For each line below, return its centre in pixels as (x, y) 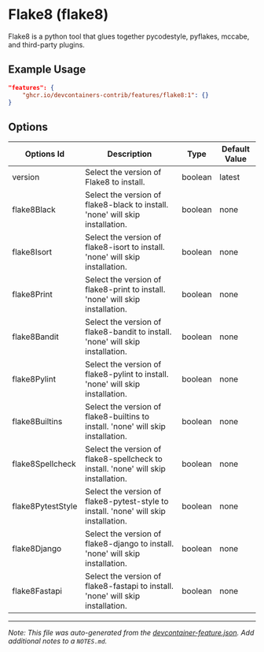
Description (130, 154)
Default (235, 149)
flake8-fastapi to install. (130, 587)
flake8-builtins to (117, 417)
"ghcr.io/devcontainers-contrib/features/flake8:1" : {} (116, 95)
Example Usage (47, 70)
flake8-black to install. (127, 205)
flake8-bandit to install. (128, 332)
